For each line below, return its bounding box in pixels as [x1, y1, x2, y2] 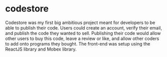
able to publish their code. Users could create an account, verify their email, [5, 24, 162, 30]
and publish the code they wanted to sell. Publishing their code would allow [5, 30, 161, 36]
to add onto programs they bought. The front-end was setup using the [5, 40, 150, 46]
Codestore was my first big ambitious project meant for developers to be [5, 19, 155, 25]
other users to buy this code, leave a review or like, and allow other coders [5, 35, 159, 41]
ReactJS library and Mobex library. [5, 46, 77, 52]
